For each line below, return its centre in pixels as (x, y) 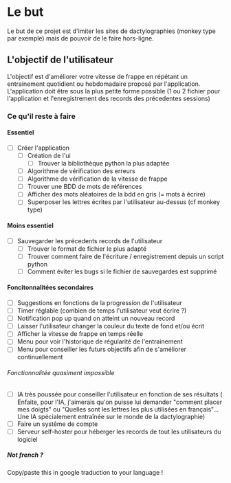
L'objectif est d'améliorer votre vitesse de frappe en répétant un (97, 76)
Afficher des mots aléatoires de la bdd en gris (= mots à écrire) (116, 194)
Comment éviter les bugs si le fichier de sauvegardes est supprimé (122, 271)
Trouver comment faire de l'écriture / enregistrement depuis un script (125, 256)
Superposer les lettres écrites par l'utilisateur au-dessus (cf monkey (123, 202)
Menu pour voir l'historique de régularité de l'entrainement (100, 341)
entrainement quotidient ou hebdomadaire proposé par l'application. (104, 84)
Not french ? (25, 455)
